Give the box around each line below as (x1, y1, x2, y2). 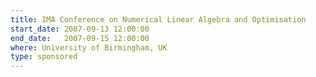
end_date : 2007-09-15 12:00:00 (10, 33, 150, 43)
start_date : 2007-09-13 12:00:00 (10, 24, 150, 34)
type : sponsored (10, 52, 78, 62)
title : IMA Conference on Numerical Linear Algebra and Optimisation (10, 14, 307, 25)
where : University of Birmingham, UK (10, 42, 168, 53)
